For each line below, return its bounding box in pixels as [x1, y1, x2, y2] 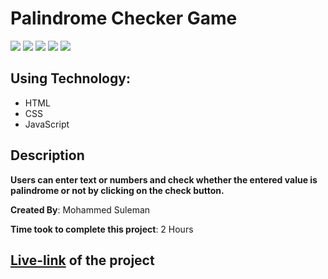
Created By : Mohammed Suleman [10, 203, 151, 216]
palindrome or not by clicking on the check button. [10, 184, 225, 196]
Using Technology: [10, 70, 131, 87]
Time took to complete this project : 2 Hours [10, 223, 194, 235]
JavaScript [24, 118, 70, 130]
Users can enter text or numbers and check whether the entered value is [10, 173, 318, 186]
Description [10, 147, 85, 164]
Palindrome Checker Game [10, 7, 238, 30]
